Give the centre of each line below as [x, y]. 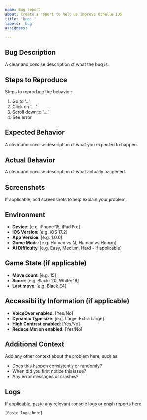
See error [22, 117]
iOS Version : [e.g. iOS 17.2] [40, 232]
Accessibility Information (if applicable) [67, 301]
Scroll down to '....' [31, 112]
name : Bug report [23, 10]
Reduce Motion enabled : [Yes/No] [47, 329]
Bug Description [30, 52]
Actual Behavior [30, 160]
